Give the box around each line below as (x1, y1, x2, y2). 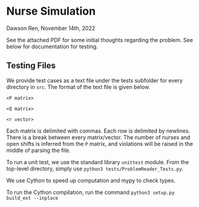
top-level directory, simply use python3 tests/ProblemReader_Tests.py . (6, 165, 184, 172)
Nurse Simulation (6, 4, 96, 18)
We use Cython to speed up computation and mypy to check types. (6, 176, 176, 184)
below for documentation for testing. (6, 43, 99, 50)
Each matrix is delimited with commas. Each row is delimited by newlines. (6, 127, 190, 134)
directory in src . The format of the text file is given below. (6, 83, 150, 90)
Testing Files (6, 60, 56, 71)
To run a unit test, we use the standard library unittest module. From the (6, 158, 189, 165)
